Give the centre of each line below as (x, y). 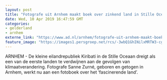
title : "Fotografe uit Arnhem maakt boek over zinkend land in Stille (80, 14)
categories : (17, 24)
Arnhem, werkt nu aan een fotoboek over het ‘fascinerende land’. (72, 72)
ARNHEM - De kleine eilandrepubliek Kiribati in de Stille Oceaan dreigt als (80, 56)
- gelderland (19, 28)
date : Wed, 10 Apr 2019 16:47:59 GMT (44, 19)
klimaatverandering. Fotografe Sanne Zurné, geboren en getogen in (74, 67)
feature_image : (21, 42)
